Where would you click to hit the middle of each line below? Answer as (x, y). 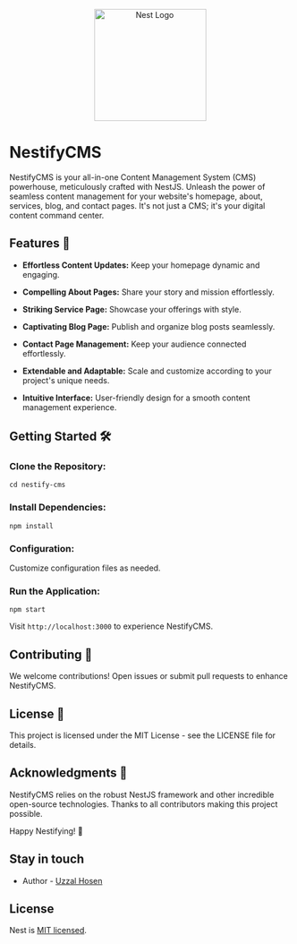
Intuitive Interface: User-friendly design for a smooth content (136, 398)
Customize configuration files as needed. (85, 568)
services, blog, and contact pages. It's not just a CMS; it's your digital (137, 205)
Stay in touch (47, 859)
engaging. (41, 274)
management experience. (69, 407)
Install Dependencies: (58, 508)
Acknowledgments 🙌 (68, 773)
